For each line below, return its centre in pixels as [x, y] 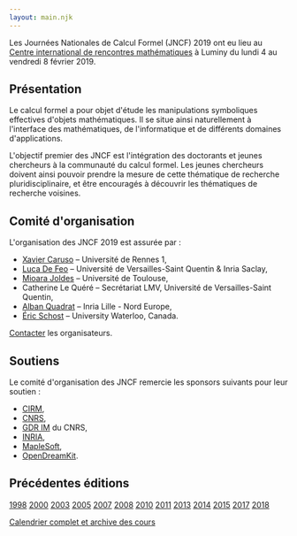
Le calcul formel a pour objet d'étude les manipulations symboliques [133, 111]
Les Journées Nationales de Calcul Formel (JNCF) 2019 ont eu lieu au [136, 42]
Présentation [46, 89]
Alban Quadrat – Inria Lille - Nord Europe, [97, 307]
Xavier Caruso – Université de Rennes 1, [94, 260]
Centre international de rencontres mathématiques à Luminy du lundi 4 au [143, 52]
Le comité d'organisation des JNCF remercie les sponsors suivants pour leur [148, 382]
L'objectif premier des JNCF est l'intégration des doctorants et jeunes [136, 156]
